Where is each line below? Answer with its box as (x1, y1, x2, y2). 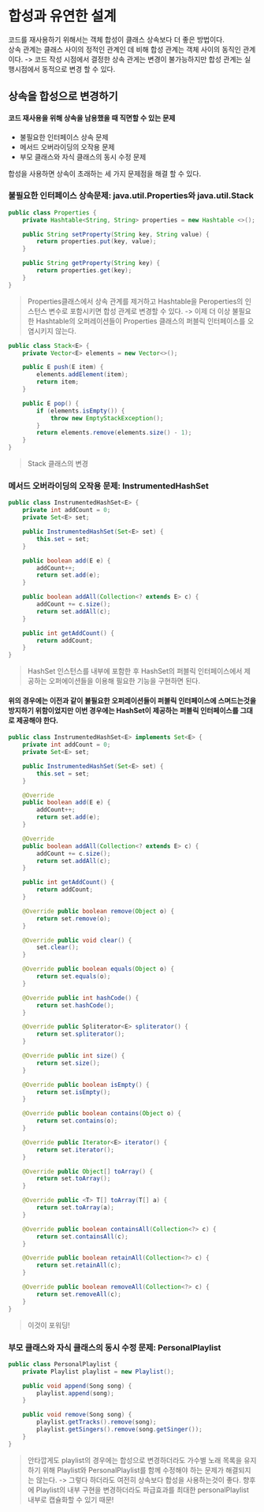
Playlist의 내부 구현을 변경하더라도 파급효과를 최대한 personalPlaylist (35, 1484, 250, 1495)
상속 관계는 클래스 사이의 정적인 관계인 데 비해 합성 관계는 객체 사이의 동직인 (8, 44, 242, 54)
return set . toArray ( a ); (36, 1204, 114, 1211)
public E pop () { (22, 399, 80, 407)
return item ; (36, 378, 80, 386)
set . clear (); (36, 943, 80, 951)
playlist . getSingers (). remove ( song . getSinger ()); (36, 1425, 203, 1433)
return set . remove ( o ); (36, 914, 111, 923)
